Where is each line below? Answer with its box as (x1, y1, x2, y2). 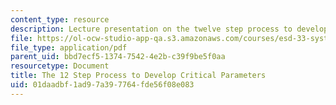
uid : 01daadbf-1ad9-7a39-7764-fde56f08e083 (10, 80, 195, 90)
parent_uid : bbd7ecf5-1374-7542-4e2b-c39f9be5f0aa (10, 52, 226, 62)
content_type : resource (10, 14, 110, 25)
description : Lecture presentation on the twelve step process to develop (10, 24, 329, 34)
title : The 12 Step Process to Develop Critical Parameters (10, 71, 267, 81)
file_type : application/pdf (10, 42, 128, 53)
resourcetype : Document (10, 61, 110, 71)
